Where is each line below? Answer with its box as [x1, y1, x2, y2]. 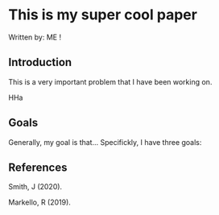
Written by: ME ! [8, 32, 62, 42]
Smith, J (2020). [8, 182, 63, 192]
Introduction [8, 56, 72, 69]
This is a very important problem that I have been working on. [8, 76, 213, 86]
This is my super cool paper [8, 6, 197, 24]
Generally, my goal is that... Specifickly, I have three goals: [8, 137, 202, 147]
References [8, 160, 68, 174]
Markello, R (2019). [8, 197, 71, 207]
